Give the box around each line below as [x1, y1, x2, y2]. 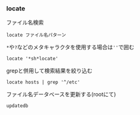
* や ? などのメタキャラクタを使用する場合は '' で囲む [6, 44, 135, 51]
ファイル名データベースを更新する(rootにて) [6, 91, 116, 98]
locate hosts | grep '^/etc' [6, 79, 80, 86]
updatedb [6, 103, 29, 109]
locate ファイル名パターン [6, 32, 66, 38]
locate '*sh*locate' [6, 56, 59, 62]
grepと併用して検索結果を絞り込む [6, 67, 93, 74]
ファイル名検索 [6, 19, 44, 26]
